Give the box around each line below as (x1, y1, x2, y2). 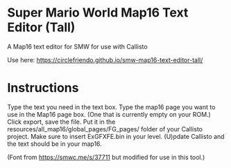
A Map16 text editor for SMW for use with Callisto (7, 42, 148, 50)
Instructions (7, 80, 79, 96)
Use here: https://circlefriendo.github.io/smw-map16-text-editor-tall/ (7, 55, 203, 64)
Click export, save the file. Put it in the (7, 118, 116, 126)
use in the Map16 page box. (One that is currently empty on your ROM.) (7, 110, 212, 118)
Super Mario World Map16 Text (7, 5, 189, 21)
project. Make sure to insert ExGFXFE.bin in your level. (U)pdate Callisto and (7, 132, 225, 140)
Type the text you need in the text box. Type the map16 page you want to (7, 102, 216, 111)
